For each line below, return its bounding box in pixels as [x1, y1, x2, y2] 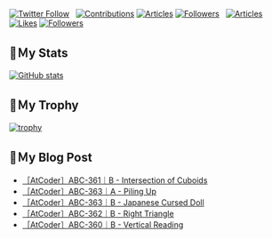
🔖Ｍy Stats [9, 45, 68, 61]
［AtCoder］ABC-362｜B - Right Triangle [21, 209, 175, 219]
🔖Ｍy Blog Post [9, 150, 92, 165]
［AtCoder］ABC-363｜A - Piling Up [21, 187, 157, 197]
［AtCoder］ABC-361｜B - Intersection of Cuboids [21, 175, 208, 186]
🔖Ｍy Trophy [9, 98, 79, 113]
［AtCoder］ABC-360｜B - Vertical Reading [21, 219, 184, 230]
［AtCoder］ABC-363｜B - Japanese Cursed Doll [21, 197, 204, 208]
